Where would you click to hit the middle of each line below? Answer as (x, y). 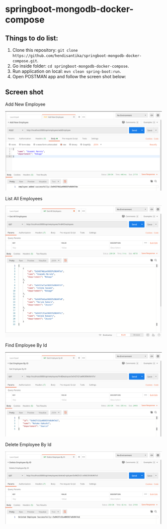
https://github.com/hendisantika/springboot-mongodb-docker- (77, 56)
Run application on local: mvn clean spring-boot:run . (67, 71)
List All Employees (24, 198)
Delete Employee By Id (28, 445)
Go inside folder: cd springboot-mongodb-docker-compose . (71, 66)
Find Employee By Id (26, 345)
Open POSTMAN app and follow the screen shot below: (69, 76)
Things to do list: (32, 38)
